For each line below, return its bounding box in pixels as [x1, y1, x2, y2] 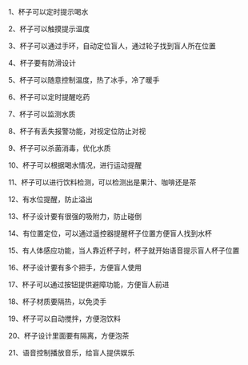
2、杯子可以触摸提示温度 [8, 24, 90, 34]
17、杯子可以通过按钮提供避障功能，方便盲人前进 [8, 280, 170, 289]
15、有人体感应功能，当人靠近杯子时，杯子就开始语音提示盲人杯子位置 [8, 245, 240, 255]
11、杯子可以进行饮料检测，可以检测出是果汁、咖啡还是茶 [8, 177, 197, 187]
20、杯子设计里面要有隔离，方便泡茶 [8, 331, 130, 340]
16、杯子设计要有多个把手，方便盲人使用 [8, 263, 142, 272]
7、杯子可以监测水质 [8, 109, 76, 119]
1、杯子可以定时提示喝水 [8, 7, 89, 16]
